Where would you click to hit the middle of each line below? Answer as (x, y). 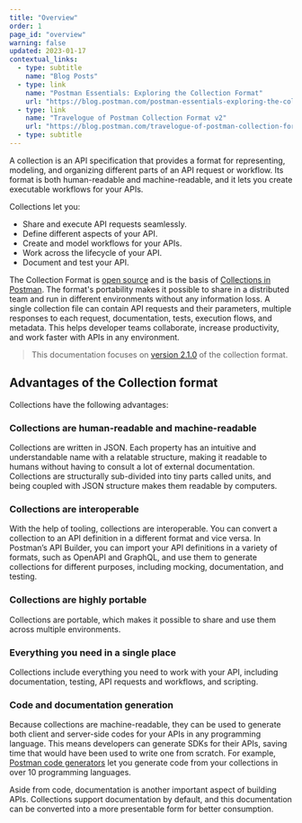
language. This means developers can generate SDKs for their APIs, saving (148, 744)
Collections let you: (45, 206)
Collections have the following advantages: (89, 404)
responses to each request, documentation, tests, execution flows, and (141, 318)
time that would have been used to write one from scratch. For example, (142, 754)
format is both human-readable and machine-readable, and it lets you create (151, 179)
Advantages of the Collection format (114, 383)
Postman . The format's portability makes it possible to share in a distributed (149, 289)
